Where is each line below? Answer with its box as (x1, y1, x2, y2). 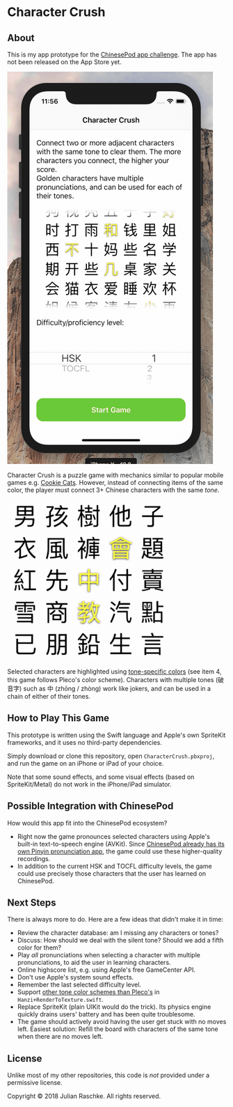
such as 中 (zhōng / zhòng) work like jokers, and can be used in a (23, 684, 211, 692)
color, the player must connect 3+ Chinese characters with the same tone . (7, 486, 220, 494)
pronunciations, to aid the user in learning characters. (17, 959, 172, 967)
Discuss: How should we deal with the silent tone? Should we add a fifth (17, 936, 224, 945)
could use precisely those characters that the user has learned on (17, 869, 207, 878)
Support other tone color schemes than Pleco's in (17, 988, 160, 996)
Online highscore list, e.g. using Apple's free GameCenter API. (17, 966, 196, 974)
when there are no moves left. (17, 1032, 104, 1041)
